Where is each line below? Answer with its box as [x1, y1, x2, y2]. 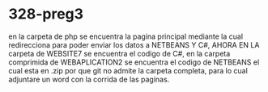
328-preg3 [8, 5, 83, 23]
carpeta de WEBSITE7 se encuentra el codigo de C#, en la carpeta [8, 48, 231, 58]
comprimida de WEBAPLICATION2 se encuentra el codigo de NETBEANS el [8, 57, 260, 67]
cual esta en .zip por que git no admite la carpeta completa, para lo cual [8, 65, 249, 75]
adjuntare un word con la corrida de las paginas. [8, 74, 170, 84]
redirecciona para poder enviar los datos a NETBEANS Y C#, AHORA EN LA [8, 40, 260, 49]
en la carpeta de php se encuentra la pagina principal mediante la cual [8, 31, 244, 41]
